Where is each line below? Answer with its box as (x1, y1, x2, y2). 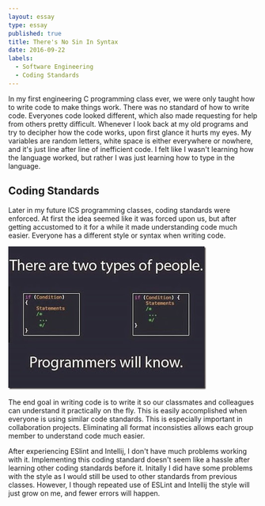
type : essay (8, 21, 47, 29)
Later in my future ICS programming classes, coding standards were (8, 205, 231, 215)
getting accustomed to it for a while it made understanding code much (8, 222, 237, 231)
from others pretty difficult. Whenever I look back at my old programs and (8, 119, 249, 128)
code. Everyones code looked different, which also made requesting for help (8, 111, 258, 120)
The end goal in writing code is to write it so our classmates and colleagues (8, 397, 255, 407)
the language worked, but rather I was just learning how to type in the (8, 153, 235, 162)
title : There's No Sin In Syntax (8, 38, 119, 46)
